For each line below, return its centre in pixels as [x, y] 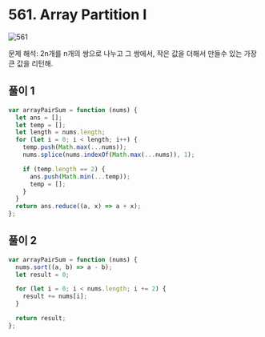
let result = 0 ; [42, 275]
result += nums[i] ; [55, 297]
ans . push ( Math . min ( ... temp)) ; [80, 177]
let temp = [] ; [41, 125]
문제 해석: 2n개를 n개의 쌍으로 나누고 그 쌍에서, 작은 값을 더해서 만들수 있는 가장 [133, 53]
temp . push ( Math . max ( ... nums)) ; [75, 147]
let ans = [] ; [39, 118]
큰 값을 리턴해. [31, 63]
